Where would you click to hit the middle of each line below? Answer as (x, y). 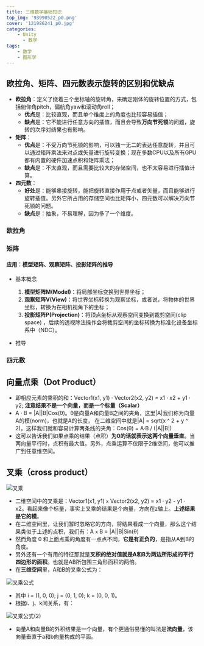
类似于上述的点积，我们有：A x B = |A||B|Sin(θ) (79, 531)
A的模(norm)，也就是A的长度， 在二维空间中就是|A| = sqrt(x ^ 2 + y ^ (102, 421)
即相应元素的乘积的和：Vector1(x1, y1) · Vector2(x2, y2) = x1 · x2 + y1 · (103, 398)
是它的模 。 (29, 516)
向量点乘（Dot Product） (54, 382)
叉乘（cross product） (50, 472)
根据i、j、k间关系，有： (45, 603)
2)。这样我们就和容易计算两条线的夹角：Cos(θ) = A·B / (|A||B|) (93, 428)
